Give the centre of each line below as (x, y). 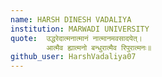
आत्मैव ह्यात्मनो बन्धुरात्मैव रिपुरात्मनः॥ (99, 47)
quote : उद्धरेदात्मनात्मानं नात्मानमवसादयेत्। (76, 38)
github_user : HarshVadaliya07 (73, 57)
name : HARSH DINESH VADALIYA (71, 19)
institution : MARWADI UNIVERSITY (80, 29)
